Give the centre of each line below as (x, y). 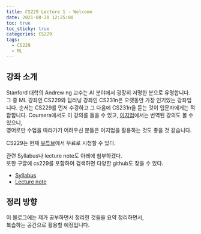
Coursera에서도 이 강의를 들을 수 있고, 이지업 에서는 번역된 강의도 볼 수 (111, 115)
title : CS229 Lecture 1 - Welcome (49, 12)
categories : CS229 (29, 34)
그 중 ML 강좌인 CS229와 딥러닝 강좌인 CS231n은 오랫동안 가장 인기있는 (91, 100)
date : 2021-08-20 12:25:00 (40, 17)
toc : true (19, 23)
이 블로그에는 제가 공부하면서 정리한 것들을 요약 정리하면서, (75, 218)
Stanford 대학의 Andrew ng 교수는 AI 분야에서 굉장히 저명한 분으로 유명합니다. (98, 92)
